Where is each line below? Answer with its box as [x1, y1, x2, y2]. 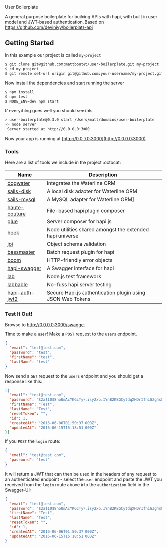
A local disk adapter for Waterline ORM [46, 188, 138, 195]
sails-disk [7, 188, 31, 195]
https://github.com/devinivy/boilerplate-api [5, 24, 93, 30]
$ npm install [5, 90, 35, 95]
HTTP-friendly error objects [46, 256, 113, 263]
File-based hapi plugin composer [46, 207, 125, 214]
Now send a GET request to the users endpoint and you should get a [5, 373, 143, 379]
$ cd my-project [5, 66, 39, 71]
